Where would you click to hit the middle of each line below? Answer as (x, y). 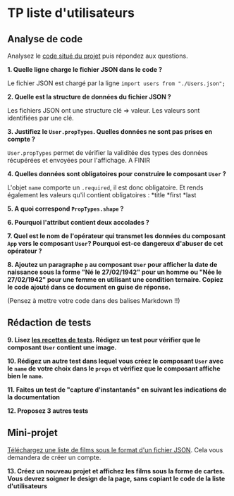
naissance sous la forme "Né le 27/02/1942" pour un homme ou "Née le (115, 272)
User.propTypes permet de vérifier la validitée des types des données (107, 153)
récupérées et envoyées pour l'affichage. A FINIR (79, 160)
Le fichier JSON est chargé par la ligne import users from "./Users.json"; (116, 83)
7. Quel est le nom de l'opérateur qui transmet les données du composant (116, 236)
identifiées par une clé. (41, 118)
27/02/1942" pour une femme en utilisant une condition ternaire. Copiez (115, 279)
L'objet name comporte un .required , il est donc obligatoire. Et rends (105, 187)
